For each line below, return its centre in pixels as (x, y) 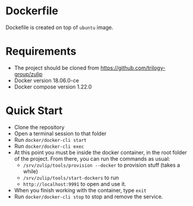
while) (31, 171)
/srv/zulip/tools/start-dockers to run (71, 178)
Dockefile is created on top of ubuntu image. (59, 27)
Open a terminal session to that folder (60, 133)
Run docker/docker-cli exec (49, 146)
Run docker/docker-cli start (50, 140)
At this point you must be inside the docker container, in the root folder (101, 152)
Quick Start (34, 111)
